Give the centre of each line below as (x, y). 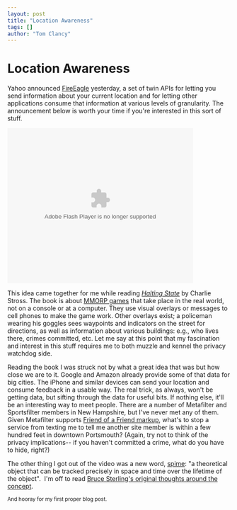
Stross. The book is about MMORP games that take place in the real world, (116, 301)
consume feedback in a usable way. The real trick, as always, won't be (110, 390)
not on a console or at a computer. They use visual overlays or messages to (117, 308)
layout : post (27, 14)
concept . (21, 487)
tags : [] (20, 27)
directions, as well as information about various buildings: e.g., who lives (113, 331)
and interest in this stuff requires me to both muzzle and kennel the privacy (117, 346)
